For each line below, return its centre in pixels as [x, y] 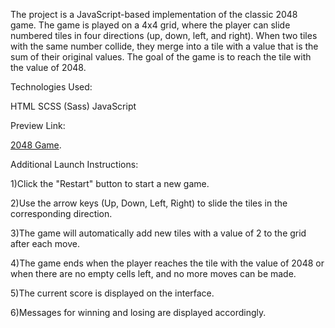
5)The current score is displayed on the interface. [112, 293]
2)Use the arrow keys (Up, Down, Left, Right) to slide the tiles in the [149, 203]
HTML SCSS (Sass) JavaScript [73, 106]
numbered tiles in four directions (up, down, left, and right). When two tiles [164, 35]
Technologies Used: [51, 87]
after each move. [45, 243]
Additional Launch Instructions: [74, 164]
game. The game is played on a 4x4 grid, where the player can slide [150, 25]
